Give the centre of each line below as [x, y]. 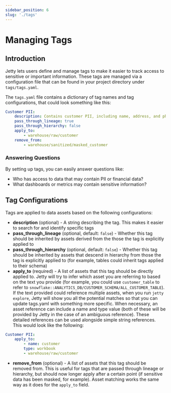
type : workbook [40, 349]
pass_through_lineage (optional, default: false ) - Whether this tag [82, 233]
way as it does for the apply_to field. [51, 384]
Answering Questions [33, 158]
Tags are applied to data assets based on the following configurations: [79, 212]
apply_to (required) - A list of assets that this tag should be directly [83, 271]
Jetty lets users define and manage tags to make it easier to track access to [85, 71]
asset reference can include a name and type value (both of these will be [89, 309]
